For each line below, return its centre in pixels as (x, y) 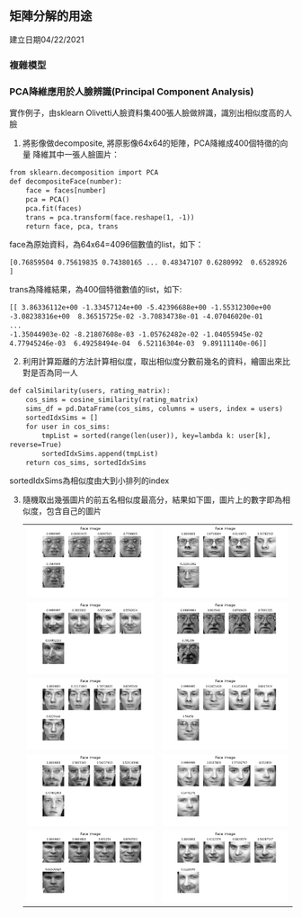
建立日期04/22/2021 (47, 40)
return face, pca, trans (72, 227)
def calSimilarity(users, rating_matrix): (90, 391)
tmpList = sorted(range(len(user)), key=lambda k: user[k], (156, 436)
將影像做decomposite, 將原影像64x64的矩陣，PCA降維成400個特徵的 (151, 143)
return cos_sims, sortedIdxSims (86, 463)
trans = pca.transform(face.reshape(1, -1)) (110, 218)
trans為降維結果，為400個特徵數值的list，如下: (96, 290)
